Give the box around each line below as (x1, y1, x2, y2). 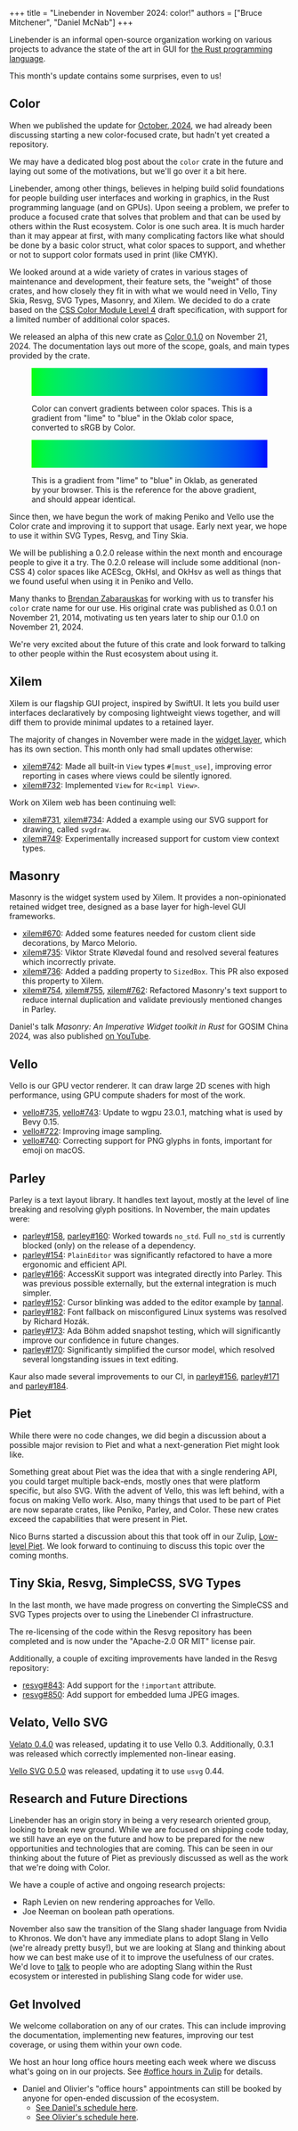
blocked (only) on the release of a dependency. (21, 1240, 197, 1251)
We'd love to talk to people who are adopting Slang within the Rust (9, 1962, 253, 1972)
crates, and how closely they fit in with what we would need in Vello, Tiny (9, 285, 278, 296)
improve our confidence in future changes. (21, 1335, 180, 1345)
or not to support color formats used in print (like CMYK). (9, 249, 219, 259)
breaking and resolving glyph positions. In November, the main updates (9, 1204, 270, 1215)
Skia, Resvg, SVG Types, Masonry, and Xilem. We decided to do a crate (9, 294, 271, 306)
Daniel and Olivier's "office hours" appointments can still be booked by (21, 2084, 282, 2094)
